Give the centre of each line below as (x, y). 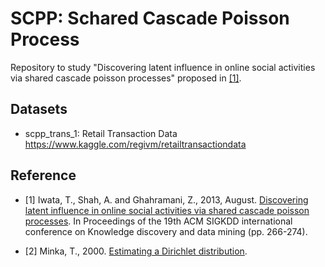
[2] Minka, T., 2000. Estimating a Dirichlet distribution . (136, 251)
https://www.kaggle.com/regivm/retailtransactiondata (135, 144)
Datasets (39, 109)
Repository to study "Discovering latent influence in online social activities (163, 67)
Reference (43, 175)
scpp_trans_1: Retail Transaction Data (101, 133)
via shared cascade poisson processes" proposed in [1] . (126, 78)
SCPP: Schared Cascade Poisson (150, 18)
